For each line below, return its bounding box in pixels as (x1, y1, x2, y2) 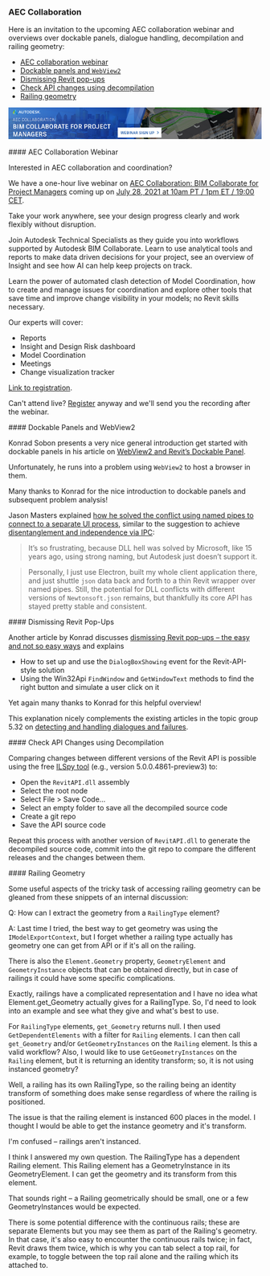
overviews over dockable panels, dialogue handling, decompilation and (8, 33, 243, 43)
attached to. (8, 1260, 48, 1270)
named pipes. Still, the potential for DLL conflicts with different (27, 584, 235, 593)
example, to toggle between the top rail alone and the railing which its (8, 1251, 239, 1261)
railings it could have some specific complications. (8, 973, 175, 983)
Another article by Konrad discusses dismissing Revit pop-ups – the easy (8, 632, 251, 642)
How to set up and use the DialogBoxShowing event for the (19, 656, 211, 666)
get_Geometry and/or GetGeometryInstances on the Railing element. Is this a (8, 1038, 258, 1048)
